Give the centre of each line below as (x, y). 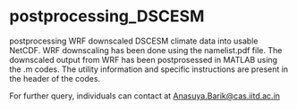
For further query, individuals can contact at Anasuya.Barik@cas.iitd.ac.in (144, 96)
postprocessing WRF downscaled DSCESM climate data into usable (134, 41)
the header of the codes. (55, 78)
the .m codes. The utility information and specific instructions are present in (149, 69)
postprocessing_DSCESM (107, 16)
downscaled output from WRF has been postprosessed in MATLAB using (144, 59)
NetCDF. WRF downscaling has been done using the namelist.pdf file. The (146, 50)
